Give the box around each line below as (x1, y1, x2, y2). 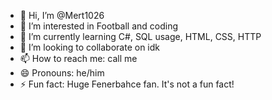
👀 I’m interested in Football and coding (19, 20, 179, 32)
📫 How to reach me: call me (19, 53, 138, 64)
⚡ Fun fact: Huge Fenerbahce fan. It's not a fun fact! (19, 78, 235, 90)
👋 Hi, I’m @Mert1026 (19, 10, 105, 21)
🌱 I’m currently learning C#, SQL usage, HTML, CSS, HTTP (19, 31, 262, 42)
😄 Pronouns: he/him (19, 67, 105, 79)
